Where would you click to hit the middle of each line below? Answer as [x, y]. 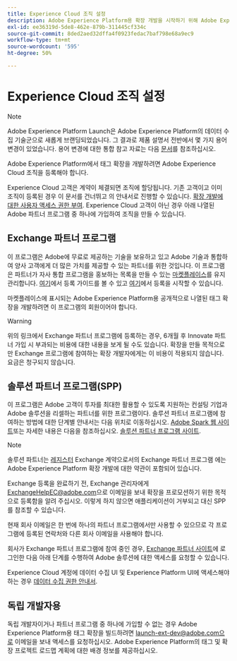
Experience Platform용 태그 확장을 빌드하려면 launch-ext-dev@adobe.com [114, 633]
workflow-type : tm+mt [39, 40]
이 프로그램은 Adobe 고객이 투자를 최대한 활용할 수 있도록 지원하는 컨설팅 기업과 [117, 405]
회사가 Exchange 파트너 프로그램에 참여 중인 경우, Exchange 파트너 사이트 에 [113, 549]
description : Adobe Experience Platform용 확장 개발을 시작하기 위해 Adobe [112, 20]
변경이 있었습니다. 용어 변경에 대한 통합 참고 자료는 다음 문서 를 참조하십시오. [112, 148]
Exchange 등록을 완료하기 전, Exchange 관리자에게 [78, 483]
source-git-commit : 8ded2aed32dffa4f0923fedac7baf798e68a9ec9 [101, 34]
